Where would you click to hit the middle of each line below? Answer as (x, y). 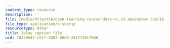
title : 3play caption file (34, 33)
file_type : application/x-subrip (40, 24)
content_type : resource (30, 10)
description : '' (22, 14)
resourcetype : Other (27, 28)
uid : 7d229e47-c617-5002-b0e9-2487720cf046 (52, 38)
